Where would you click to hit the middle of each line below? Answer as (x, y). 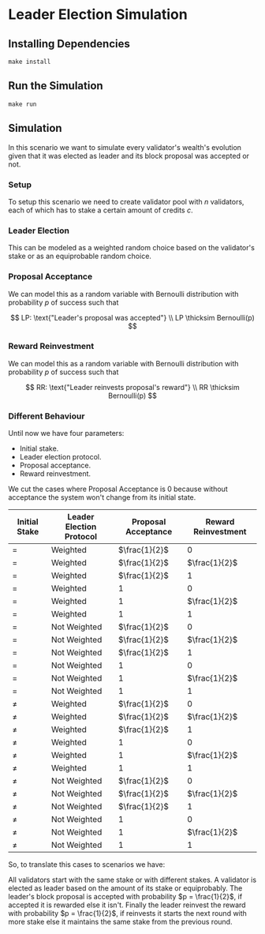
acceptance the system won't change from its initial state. (102, 497)
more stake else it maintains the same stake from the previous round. (120, 922)
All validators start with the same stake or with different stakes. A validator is (132, 880)
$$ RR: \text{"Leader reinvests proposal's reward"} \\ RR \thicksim (132, 387)
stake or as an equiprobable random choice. (80, 256)
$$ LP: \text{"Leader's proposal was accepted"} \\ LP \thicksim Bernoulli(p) (132, 317)
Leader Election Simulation (98, 15)
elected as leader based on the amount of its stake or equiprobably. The (125, 888)
